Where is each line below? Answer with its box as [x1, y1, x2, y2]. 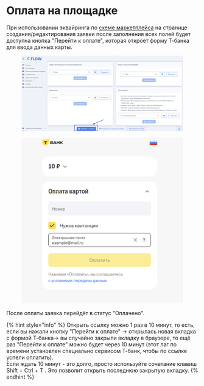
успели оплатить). [6, 354, 54, 361]
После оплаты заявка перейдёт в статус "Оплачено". [6, 310, 145, 317]
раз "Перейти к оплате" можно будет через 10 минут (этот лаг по [6, 341, 177, 348]
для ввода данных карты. [6, 43, 72, 51]
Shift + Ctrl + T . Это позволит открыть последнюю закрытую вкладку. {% [6, 367, 199, 374]
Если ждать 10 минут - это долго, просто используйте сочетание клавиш [6, 360, 197, 368]
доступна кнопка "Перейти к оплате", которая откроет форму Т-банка [6, 37, 190, 44]
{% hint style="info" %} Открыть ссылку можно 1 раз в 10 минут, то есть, [6, 321, 195, 329]
